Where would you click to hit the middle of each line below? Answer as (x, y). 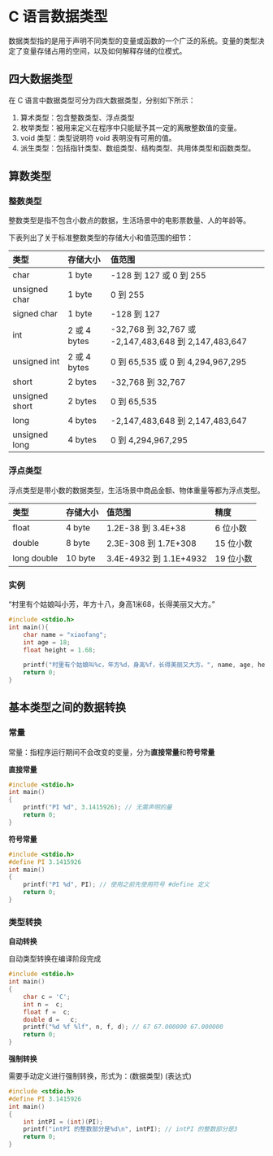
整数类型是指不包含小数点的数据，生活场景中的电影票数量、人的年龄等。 (129, 220)
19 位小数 (234, 558)
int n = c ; (43, 1004)
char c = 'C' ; (47, 997)
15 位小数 (234, 543)
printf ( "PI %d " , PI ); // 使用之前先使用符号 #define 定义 (116, 885)
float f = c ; (47, 1012)
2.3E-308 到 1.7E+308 (151, 543)
